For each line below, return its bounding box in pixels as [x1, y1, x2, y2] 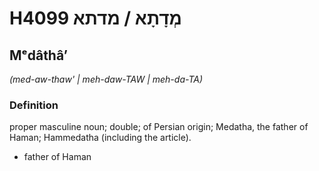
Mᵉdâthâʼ [9, 47, 69, 64]
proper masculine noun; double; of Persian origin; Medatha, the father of [9, 121, 309, 133]
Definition [9, 98, 59, 112]
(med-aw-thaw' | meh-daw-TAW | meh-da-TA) [9, 73, 204, 85]
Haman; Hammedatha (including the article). [9, 132, 192, 144]
